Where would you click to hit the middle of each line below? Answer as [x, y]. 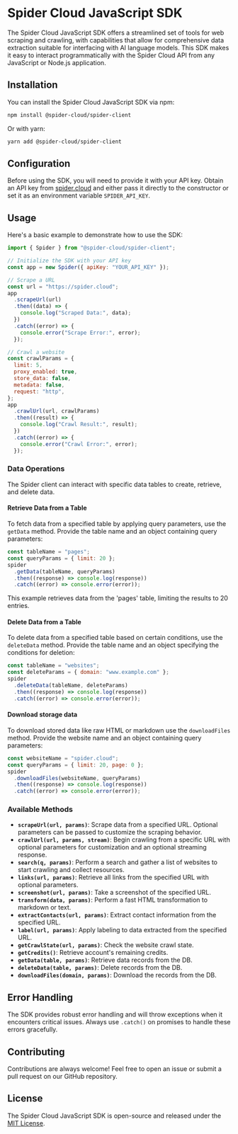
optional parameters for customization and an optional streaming [112, 847]
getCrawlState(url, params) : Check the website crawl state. [106, 945]
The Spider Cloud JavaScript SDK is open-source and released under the [114, 1116]
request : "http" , [39, 391]
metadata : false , [39, 385]
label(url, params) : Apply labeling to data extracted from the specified [122, 930]
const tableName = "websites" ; [53, 666]
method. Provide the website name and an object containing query [104, 738]
